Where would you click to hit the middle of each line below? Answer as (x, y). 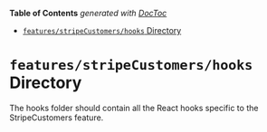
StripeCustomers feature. (57, 118)
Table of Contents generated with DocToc (88, 13)
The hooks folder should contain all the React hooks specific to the (134, 108)
